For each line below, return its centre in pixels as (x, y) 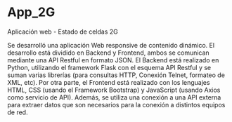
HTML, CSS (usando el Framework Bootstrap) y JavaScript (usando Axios (114, 90)
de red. (18, 112)
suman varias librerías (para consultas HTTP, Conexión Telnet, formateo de (116, 75)
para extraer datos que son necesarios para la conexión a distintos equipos (116, 104)
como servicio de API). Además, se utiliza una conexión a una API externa (114, 97)
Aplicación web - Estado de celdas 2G (63, 32)
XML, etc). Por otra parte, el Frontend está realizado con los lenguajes (109, 82)
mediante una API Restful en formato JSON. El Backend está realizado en (113, 60)
